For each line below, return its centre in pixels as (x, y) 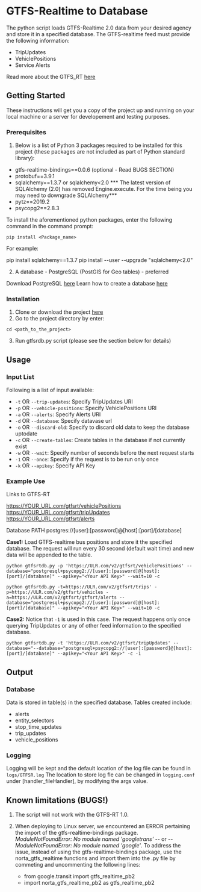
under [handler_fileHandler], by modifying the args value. (77, 781)
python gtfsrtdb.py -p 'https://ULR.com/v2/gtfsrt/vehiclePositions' (95, 566)
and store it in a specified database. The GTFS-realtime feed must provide (98, 34)
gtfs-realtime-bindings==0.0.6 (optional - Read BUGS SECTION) (94, 170)
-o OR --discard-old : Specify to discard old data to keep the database (102, 427)
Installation (23, 299)
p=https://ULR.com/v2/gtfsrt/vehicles (55, 592)
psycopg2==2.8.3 (37, 208)
